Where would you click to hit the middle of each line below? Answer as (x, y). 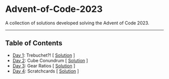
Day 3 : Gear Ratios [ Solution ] (44, 66)
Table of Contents (34, 43)
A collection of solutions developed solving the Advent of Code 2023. (77, 23)
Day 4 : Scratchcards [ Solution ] (46, 71)
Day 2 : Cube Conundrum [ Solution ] (50, 60)
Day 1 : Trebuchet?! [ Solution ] (44, 55)
